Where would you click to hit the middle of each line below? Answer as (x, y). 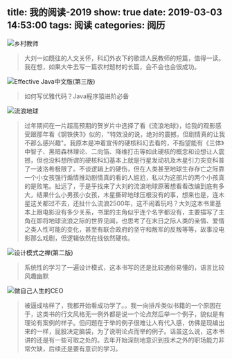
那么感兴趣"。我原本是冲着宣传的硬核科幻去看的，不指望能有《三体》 (127, 142)
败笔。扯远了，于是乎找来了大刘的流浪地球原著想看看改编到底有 (127, 186)
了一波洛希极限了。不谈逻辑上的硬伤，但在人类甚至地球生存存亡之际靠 (124, 169)
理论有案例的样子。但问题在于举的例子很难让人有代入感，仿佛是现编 (121, 322)
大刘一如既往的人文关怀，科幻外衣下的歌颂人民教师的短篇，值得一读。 (124, 58)
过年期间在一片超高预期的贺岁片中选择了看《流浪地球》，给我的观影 (120, 125)
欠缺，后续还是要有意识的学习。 (76, 349)
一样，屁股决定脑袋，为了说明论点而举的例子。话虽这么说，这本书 (131, 331)
